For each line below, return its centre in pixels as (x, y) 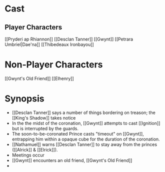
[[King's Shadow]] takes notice (44, 117)
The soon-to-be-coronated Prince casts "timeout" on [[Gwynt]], (78, 133)
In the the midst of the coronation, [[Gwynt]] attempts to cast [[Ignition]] (86, 123)
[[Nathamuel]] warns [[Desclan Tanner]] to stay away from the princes (84, 144)
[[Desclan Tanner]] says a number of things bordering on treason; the (83, 112)
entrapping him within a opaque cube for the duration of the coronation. (86, 139)
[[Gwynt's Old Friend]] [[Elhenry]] (39, 78)
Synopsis (24, 99)
